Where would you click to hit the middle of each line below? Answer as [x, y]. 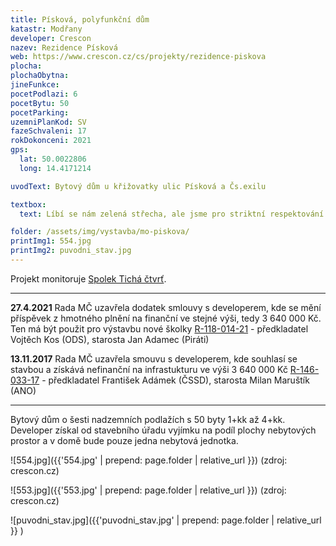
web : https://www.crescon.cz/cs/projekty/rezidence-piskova [138, 57]
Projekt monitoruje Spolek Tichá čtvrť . [88, 278]
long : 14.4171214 [55, 168]
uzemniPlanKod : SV [48, 122]
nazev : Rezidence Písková [64, 47]
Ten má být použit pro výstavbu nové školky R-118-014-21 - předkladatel [159, 328]
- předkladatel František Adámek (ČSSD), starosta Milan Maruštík [175, 380]
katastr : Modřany [46, 29]
